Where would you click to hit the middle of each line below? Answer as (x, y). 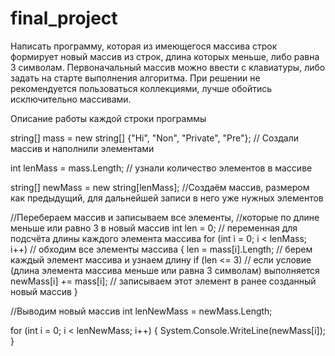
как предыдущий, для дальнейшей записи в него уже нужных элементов (167, 198)
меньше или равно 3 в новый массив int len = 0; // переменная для (154, 228)
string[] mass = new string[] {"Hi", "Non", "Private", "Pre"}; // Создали (154, 138)
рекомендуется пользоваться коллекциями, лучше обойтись (141, 88)
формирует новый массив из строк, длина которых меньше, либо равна (165, 56)
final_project (64, 18)
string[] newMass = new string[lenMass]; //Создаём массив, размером (160, 187)
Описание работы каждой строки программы (108, 118)
